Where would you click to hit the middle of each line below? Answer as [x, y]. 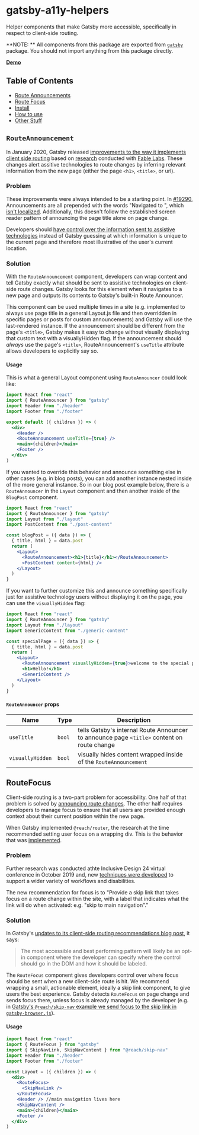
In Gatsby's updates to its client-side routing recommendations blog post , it [98, 933]
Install [22, 108]
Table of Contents [40, 81]
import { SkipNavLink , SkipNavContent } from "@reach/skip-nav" [87, 1050]
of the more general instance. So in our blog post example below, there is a [98, 484]
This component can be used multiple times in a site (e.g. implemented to [96, 307]
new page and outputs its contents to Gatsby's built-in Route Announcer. [95, 295]
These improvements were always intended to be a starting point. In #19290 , [99, 199]
